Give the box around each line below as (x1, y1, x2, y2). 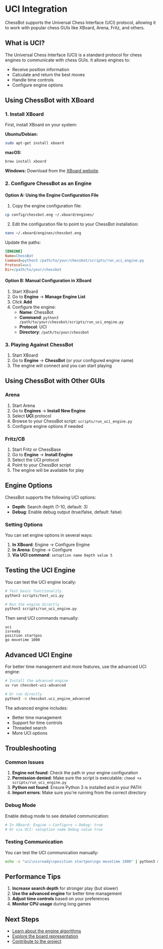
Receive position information (12, 66, 69, 72)
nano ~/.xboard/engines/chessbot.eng (5, 231, 81, 236)
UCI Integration (5, 3, 68, 15)
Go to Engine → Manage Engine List (12, 294, 86, 300)
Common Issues (5, 759, 45, 766)
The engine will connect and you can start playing (12, 363, 112, 368)
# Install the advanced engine (5, 678, 68, 684)
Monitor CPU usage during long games (12, 901, 91, 907)
